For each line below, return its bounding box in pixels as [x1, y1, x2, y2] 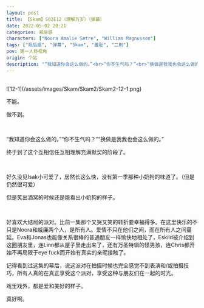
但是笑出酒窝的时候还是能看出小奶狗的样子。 [6, 194, 118, 201]
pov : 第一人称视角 [6, 49, 47, 55]
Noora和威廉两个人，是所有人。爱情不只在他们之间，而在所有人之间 [16, 226, 187, 233]
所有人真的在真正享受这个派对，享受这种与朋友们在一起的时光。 [16, 269, 177, 276]
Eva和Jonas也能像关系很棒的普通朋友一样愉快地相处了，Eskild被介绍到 [16, 233, 194, 240]
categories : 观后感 [6, 29, 53, 35]
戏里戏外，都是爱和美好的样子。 [6, 282, 86, 289]
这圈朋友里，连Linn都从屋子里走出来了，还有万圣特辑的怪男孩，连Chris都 [6, 241, 190, 248]
